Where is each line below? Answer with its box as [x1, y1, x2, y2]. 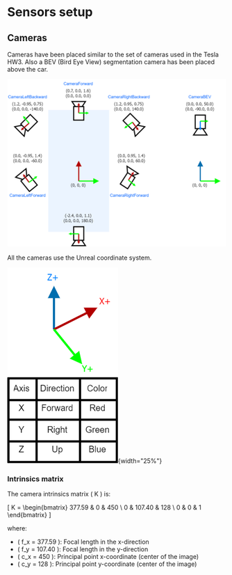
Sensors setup [7, 4, 93, 20]
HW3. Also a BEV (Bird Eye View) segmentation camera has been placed [7, 58, 215, 66]
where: [7, 524, 28, 533]
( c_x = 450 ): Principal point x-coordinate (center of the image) [17, 553, 199, 561]
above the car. [7, 65, 49, 73]
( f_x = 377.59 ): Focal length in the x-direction [17, 537, 149, 546]
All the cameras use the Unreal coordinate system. [7, 253, 152, 262]
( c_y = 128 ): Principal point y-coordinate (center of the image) [17, 560, 197, 568]
